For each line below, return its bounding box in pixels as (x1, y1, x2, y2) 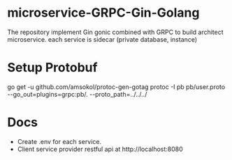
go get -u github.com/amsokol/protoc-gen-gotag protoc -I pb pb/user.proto (7, 82, 226, 91)
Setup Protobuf (7, 60, 98, 76)
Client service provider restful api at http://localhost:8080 (17, 145, 183, 153)
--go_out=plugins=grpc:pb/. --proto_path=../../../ (7, 90, 147, 98)
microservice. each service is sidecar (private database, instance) (7, 35, 198, 43)
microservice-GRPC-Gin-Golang (7, 5, 200, 21)
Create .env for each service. (17, 137, 102, 145)
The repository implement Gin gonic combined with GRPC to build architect (7, 28, 224, 36)
